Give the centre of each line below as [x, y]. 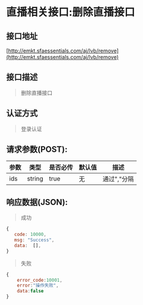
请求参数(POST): [37, 150]
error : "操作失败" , [38, 286]
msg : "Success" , [34, 240]
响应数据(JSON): [37, 202]
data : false [30, 291]
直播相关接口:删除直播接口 [71, 12]
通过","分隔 [118, 179]
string [35, 179]
